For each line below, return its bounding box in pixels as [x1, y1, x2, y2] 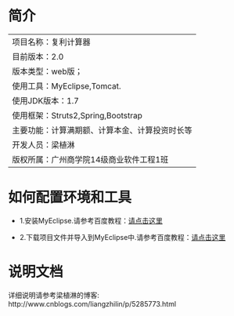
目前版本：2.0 [12, 51, 64, 62]
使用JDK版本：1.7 [12, 95, 80, 106]
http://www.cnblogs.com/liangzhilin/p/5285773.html [8, 299, 177, 308]
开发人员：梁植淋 [12, 139, 76, 150]
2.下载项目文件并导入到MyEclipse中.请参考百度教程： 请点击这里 [19, 232, 226, 242]
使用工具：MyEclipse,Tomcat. [12, 80, 121, 91]
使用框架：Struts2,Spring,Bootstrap [12, 110, 143, 121]
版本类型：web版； [12, 66, 83, 77]
